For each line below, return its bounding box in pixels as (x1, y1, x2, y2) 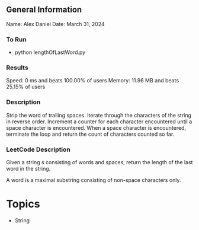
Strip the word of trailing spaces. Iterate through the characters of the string (6, 111, 191, 119)
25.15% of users (6, 83, 46, 91)
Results (6, 63, 28, 72)
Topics (6, 197, 40, 211)
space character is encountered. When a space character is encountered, (6, 124, 187, 131)
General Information (6, 5, 82, 15)
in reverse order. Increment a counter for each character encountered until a (6, 118, 192, 125)
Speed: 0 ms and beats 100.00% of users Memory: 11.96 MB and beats (6, 77, 179, 84)
